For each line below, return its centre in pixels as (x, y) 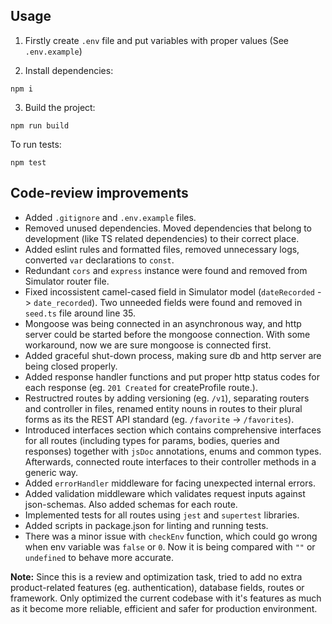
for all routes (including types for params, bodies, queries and (152, 440)
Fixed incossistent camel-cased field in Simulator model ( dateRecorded (169, 291)
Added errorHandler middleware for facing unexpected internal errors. (170, 483)
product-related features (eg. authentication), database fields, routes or (157, 587)
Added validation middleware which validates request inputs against (165, 493)
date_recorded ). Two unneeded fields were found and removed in (168, 302)
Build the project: (60, 107)
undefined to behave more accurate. (99, 557)
